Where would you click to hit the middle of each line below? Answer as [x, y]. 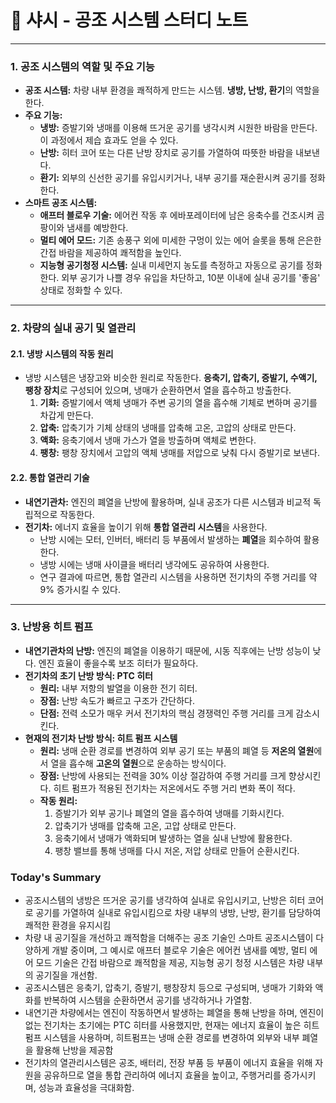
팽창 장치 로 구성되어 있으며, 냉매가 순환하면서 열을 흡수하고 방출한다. [158, 390]
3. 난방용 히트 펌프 [52, 627]
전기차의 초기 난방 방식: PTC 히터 [88, 675]
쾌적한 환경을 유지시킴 [68, 925]
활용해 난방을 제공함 [74, 1050]
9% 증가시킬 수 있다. [80, 589]
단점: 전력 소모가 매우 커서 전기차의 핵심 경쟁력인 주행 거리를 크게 [166, 713]
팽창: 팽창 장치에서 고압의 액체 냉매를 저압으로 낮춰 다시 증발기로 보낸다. [179, 453]
